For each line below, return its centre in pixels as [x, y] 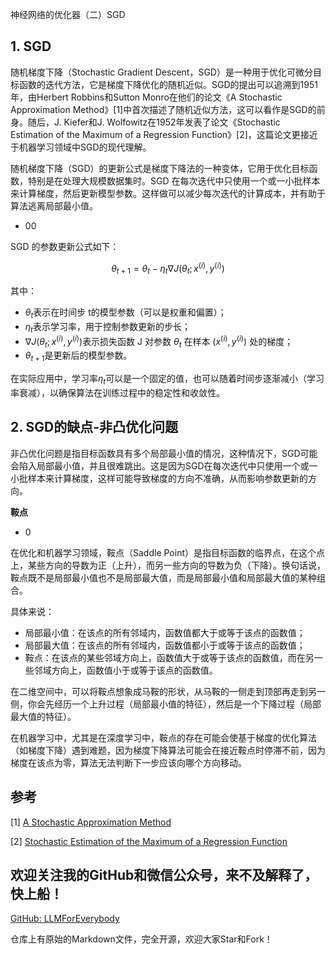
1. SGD [31, 46]
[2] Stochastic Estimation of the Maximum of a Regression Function [149, 841]
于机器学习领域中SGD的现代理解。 [81, 147]
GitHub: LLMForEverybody [65, 919]
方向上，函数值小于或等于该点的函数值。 [134, 670]
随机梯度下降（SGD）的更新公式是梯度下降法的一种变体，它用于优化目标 [160, 168]
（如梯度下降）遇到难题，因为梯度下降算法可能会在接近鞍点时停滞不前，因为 [168, 750]
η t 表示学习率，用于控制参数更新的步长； [107, 328]
